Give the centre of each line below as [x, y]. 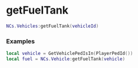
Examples [21, 41]
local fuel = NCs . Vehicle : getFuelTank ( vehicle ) [66, 59]
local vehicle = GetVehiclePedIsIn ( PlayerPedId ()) [70, 54]
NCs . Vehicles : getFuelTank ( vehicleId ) [52, 26]
